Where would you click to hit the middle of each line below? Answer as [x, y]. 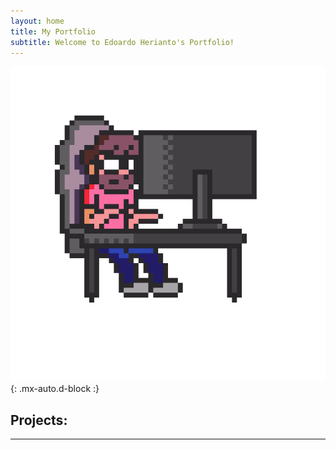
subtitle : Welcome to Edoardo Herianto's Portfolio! [122, 42]
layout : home [37, 21]
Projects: [39, 420]
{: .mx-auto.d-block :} [55, 389]
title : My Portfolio [53, 31]
